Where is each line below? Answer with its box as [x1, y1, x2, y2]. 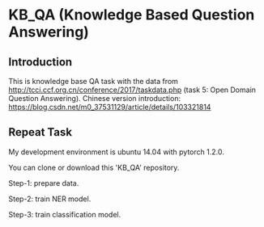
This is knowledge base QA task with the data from [8, 77, 178, 86]
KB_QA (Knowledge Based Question [8, 6, 255, 24]
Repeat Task [8, 125, 73, 139]
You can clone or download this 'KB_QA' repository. [8, 162, 180, 172]
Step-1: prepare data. [8, 178, 79, 187]
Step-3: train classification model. [8, 209, 121, 219]
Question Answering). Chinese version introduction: [8, 94, 181, 103]
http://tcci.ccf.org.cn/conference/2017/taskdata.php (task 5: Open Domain [8, 85, 257, 95]
